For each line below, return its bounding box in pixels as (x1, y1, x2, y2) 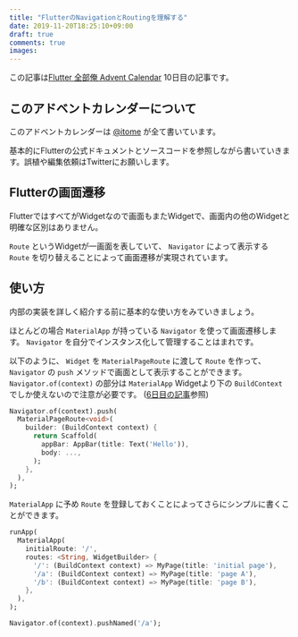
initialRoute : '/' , (25, 545, 98, 554)
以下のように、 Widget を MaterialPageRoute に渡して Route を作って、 (9, 355, 266, 366)
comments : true (9, 38, 66, 47)
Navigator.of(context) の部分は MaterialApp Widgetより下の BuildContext (9, 378, 283, 388)
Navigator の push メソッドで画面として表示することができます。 (9, 366, 247, 377)
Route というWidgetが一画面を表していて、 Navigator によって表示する (9, 241, 269, 251)
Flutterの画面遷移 (9, 185, 106, 200)
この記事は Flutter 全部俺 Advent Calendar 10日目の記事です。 (9, 72, 234, 83)
